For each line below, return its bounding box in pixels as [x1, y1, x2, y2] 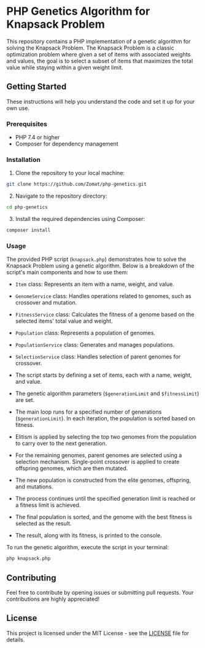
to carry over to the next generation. [15, 440, 107, 447]
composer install [6, 227, 51, 234]
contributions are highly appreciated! [6, 595, 100, 603]
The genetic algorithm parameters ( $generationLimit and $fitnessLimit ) [15, 390, 199, 397]
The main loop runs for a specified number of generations [15, 408, 162, 415]
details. [6, 636, 25, 643]
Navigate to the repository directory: [15, 192, 107, 200]
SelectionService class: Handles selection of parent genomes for [15, 353, 181, 360]
